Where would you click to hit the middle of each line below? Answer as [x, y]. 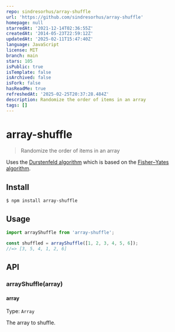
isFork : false [24, 83]
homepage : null [25, 22]
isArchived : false [29, 78]
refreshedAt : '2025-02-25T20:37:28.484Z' [58, 94]
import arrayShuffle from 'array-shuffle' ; [60, 233]
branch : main [22, 56]
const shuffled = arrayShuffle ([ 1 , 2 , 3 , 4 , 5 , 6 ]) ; [72, 243]
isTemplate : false [29, 72]
